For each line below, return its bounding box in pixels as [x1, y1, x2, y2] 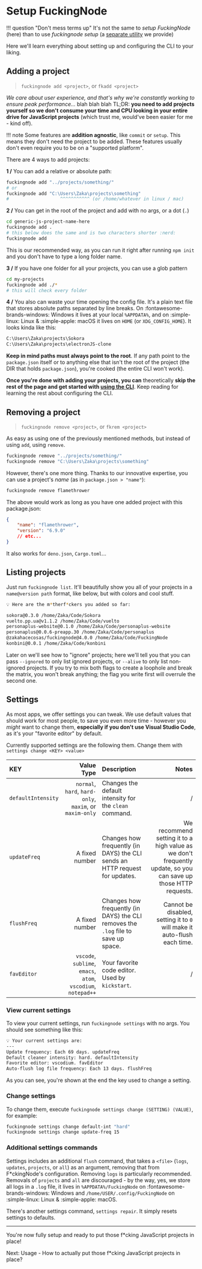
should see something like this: [6, 1026, 83, 1033]
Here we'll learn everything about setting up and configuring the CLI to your [6, 42, 194, 50]
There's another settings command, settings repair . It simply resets [6, 1207, 177, 1215]
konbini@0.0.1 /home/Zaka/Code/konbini [6, 641, 106, 647]
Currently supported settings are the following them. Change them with [6, 741, 183, 749]
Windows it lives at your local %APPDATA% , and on [50, 311, 170, 318]
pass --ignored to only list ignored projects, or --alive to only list [6, 657, 168, 665]
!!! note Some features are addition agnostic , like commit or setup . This [6, 131, 181, 138]
